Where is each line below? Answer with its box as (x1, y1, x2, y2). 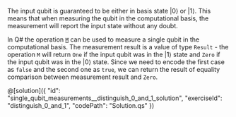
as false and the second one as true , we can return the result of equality (7, 66, 220, 73)
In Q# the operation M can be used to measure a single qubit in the (7, 35, 200, 44)
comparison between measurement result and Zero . (7, 73, 158, 81)
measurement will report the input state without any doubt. (7, 22, 178, 30)
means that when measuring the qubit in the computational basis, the (7, 14, 209, 23)
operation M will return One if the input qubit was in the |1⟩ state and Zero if (7, 50, 220, 58)
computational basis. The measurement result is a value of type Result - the (7, 43, 229, 51)
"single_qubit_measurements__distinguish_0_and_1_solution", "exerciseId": (7, 94, 223, 102)
